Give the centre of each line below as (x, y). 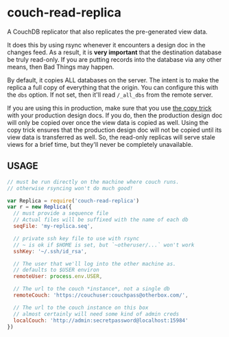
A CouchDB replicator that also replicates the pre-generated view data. (107, 32)
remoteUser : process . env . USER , (58, 277)
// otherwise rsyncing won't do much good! (70, 188)
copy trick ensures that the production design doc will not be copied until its (114, 130)
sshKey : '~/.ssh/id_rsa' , (50, 251)
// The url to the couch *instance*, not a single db (92, 289)
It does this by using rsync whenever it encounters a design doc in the (106, 45)
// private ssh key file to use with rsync (76, 238)
